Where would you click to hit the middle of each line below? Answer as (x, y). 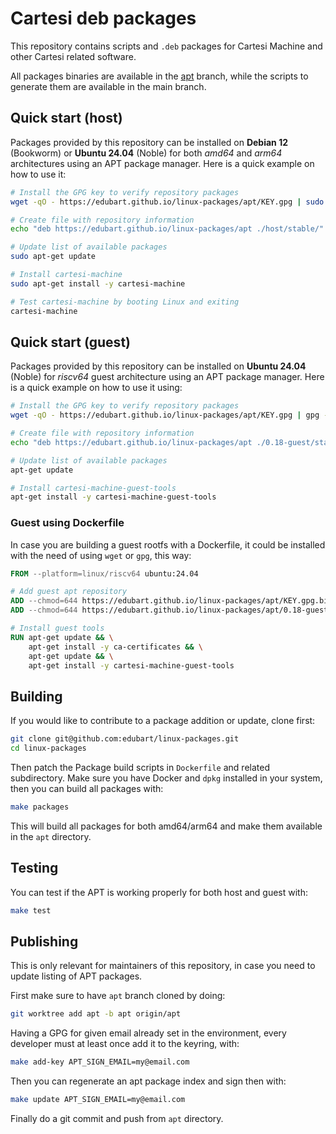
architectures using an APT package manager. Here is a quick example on (162, 163)
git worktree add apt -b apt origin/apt (96, 1014)
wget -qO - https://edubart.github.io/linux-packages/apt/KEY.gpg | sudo (167, 202)
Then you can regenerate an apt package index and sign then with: (148, 1081)
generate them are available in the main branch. (108, 86)
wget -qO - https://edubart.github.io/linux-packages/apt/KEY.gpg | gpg (165, 415)
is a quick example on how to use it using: (96, 388)
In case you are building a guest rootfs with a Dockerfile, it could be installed (168, 544)
